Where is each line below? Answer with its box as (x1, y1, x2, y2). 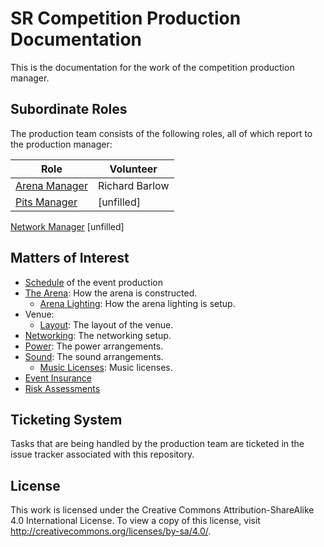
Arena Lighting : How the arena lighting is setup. (39, 297, 236, 309)
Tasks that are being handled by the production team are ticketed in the (10, 438, 305, 450)
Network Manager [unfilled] (10, 220, 125, 232)
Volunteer (109, 162, 158, 176)
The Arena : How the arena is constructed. (24, 287, 198, 299)
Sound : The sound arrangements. (24, 350, 164, 362)
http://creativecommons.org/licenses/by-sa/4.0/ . (10, 525, 212, 537)
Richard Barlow (97, 178, 170, 192)
